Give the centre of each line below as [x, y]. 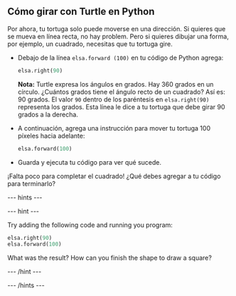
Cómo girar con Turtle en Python [81, 12]
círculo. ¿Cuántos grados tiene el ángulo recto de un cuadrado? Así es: [121, 92]
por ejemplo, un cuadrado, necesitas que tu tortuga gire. [90, 44]
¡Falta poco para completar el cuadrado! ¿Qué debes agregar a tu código [114, 176]
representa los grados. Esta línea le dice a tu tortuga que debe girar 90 [121, 106]
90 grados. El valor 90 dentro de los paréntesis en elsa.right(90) [113, 99]
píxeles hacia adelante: [51, 136]
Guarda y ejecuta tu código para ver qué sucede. [90, 162]
